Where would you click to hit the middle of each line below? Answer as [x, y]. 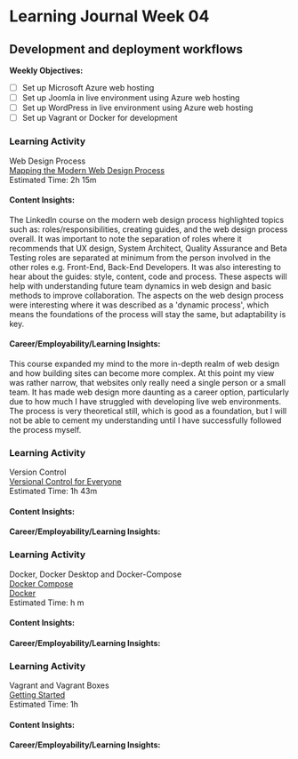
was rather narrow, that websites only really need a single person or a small [148, 382]
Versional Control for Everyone [65, 482]
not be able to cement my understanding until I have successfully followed [145, 420]
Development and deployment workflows [126, 49]
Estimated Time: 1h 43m [53, 491]
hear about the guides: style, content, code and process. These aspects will [148, 276]
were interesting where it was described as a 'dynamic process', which [139, 305]
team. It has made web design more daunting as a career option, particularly [149, 392]
